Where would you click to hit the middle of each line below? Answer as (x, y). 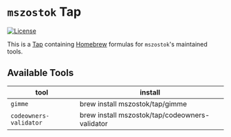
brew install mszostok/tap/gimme (133, 103)
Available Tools (41, 73)
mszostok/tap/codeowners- (164, 115)
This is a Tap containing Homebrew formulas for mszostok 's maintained (107, 44)
